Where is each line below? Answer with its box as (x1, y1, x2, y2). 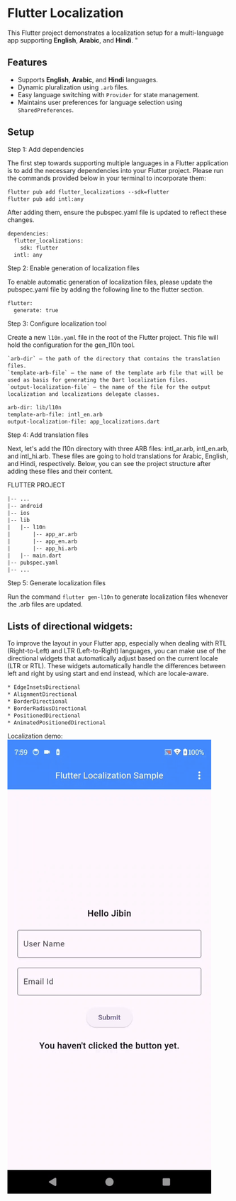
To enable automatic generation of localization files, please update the (7, 277, 213, 286)
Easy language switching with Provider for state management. (17, 90, 200, 99)
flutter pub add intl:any (7, 195, 84, 203)
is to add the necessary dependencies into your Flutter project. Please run (7, 166, 224, 175)
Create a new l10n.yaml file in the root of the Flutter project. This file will (7, 333, 218, 341)
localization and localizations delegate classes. (7, 390, 160, 398)
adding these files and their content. (7, 467, 113, 475)
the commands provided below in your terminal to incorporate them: (7, 174, 207, 182)
